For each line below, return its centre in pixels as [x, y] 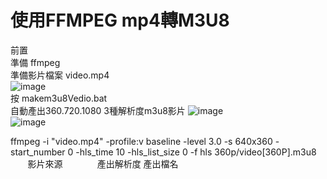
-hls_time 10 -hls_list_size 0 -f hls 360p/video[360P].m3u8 [196, 152]
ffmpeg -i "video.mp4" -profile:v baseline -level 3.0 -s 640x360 [141, 141]
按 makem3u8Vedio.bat [59, 98]
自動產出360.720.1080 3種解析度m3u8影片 [98, 110]
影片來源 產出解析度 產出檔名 [103, 163]
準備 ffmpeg [35, 62]
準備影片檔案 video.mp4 [60, 75]
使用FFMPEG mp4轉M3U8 [120, 20]
